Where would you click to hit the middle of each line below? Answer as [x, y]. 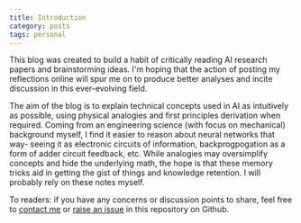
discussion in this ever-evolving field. [78, 89]
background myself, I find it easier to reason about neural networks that [142, 135]
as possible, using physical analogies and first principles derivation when [145, 116]
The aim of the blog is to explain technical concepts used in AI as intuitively [149, 106]
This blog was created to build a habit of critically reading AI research [138, 60]
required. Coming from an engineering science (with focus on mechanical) [147, 125]
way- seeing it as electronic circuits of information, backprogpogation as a [147, 144]
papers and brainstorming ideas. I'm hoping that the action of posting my [145, 69]
